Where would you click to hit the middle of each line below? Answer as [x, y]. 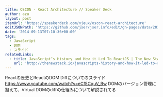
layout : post [18, 18]
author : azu [17, 14]
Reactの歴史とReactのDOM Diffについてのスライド [55, 78]
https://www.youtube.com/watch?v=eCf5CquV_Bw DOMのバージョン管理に [81, 84]
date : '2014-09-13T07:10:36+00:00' [41, 32]
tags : [10, 37]
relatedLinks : [19, 54]
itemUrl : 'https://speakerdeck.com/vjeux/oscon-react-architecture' [76, 23]
